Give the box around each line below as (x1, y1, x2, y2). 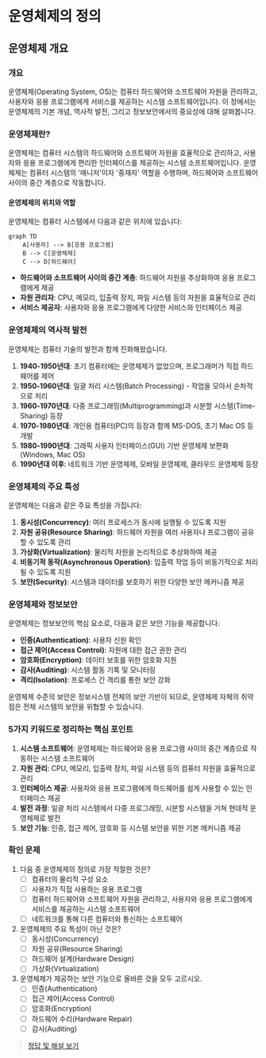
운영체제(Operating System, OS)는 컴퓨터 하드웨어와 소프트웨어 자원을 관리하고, (8, 87, 258, 96)
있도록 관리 (37, 537, 71, 547)
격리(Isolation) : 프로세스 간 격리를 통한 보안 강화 (19, 675, 171, 685)
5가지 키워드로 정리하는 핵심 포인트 (8, 724, 133, 735)
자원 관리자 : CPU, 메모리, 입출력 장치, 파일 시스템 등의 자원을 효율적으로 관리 (19, 293, 256, 302)
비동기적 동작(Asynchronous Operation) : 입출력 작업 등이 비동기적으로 (19, 557, 244, 566)
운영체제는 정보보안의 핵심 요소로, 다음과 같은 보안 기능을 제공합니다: (8, 618, 220, 628)
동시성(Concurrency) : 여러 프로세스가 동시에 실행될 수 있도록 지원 (19, 517, 226, 527)
